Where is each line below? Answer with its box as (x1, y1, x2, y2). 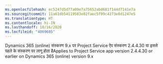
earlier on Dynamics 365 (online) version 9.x (5, 53, 94, 59)
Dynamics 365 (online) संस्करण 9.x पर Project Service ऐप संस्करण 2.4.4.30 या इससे (5, 43, 158, 48)
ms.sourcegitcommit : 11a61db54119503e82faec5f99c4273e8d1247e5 (5, 12, 136, 16)
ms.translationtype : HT (5, 16, 53, 21)
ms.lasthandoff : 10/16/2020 (5, 25, 62, 30)
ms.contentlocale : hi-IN (5, 20, 55, 26)
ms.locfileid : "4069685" (5, 29, 55, 34)
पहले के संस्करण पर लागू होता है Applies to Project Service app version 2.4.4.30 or (5, 48, 153, 53)
